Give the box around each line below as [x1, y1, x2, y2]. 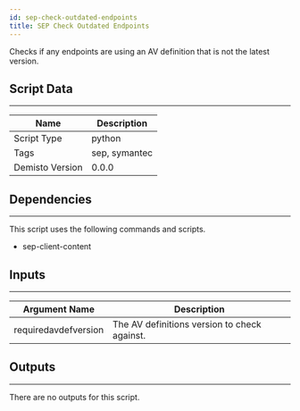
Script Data [9, 81, 73, 96]
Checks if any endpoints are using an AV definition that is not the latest [9, 46, 271, 56]
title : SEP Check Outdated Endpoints [9, 21, 150, 30]
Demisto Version [13, 162, 83, 174]
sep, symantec [91, 147, 154, 159]
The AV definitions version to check [112, 318, 262, 331]
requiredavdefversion [13, 323, 104, 336]
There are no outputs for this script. [9, 391, 140, 402]
